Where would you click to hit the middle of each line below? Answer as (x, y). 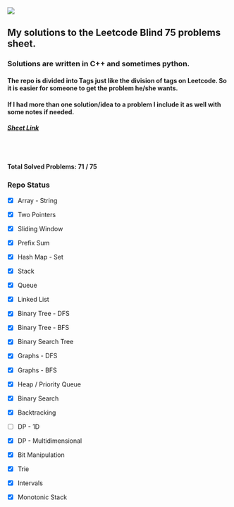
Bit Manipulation (41, 455)
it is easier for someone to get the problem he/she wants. (93, 88)
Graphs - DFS (37, 356)
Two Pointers (37, 214)
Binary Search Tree (45, 342)
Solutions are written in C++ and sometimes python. (99, 64)
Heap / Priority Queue (49, 384)
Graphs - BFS (37, 370)
